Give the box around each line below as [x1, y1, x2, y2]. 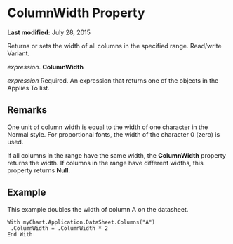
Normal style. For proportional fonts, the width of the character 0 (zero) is [7, 130, 220, 138]
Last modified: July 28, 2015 [7, 28, 91, 36]
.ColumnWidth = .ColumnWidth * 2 [10, 224, 109, 232]
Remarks [7, 104, 48, 116]
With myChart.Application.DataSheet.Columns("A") [7, 219, 156, 226]
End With [7, 231, 33, 238]
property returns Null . [7, 166, 71, 175]
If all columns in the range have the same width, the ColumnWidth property [7, 151, 227, 159]
